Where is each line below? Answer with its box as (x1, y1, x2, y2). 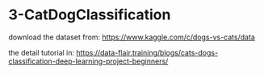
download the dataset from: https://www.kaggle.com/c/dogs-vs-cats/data (8, 32, 256, 42)
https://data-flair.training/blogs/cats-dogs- (76, 47, 219, 57)
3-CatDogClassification (8, 6, 171, 24)
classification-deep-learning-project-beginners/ (8, 56, 169, 66)
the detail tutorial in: (8, 47, 75, 57)
